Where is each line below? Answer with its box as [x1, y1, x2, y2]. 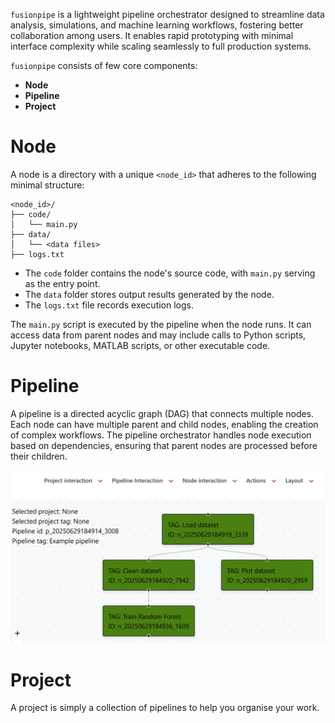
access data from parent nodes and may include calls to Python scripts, [10, 329, 307, 341]
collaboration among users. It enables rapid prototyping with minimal [10, 30, 294, 41]
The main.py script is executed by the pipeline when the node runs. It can [10, 318, 312, 330]
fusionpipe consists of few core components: [10, 60, 198, 71]
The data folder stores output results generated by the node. [24, 288, 275, 300]
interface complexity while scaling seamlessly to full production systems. [10, 40, 312, 52]
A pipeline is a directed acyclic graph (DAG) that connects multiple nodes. [10, 407, 315, 419]
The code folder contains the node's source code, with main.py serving [24, 267, 316, 279]
